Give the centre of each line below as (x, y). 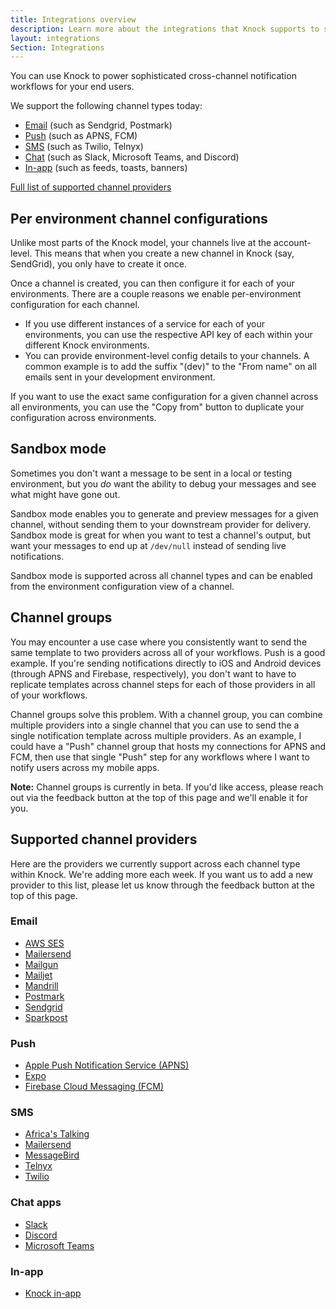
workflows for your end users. (72, 87)
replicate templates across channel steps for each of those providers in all (163, 684)
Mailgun (41, 964)
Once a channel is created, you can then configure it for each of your (152, 283)
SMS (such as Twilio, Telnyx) (84, 147)
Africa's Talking (57, 1134)
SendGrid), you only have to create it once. (98, 264)
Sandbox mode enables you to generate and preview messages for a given (164, 513)
